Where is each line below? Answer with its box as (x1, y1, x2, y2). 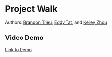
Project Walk (5, 3, 58, 15)
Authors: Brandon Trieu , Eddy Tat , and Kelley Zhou (5, 19, 107, 25)
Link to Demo (5, 46, 32, 52)
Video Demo (5, 34, 44, 42)
